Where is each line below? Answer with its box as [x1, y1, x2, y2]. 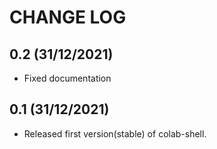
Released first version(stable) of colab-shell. [23, 127, 207, 140]
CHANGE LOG [9, 6, 127, 29]
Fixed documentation [23, 72, 112, 84]
